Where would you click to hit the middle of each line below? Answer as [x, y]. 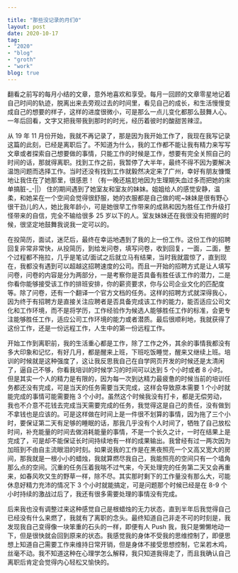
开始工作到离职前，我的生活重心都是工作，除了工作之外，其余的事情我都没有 [119, 343]
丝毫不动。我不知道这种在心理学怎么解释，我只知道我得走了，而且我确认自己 [119, 553]
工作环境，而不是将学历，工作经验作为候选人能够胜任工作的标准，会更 [122, 310]
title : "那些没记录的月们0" [44, 20]
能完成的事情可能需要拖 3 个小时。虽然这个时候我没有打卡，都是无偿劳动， [117, 396]
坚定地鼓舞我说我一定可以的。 [69, 224]
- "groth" [22, 60]
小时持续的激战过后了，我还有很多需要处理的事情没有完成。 [94, 494]
